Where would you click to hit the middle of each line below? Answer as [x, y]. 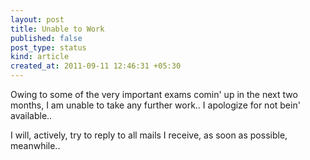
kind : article [40, 57]
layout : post [37, 19]
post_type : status [48, 47]
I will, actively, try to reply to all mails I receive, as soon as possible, [149, 135]
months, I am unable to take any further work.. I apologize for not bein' [155, 105]
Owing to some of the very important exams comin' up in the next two [154, 94]
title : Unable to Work [57, 29]
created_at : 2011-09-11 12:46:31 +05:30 [96, 66]
